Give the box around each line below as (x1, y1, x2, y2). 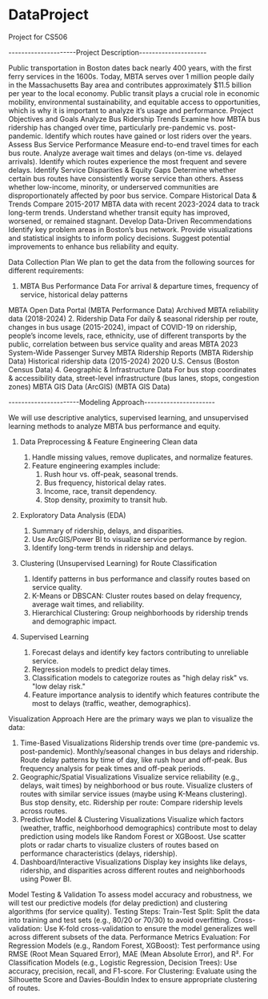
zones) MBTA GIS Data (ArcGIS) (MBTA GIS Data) (8, 382, 170, 391)
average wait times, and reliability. (31, 599, 145, 609)
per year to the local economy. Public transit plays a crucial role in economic (8, 88, 260, 98)
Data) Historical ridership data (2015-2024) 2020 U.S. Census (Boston (8, 356, 240, 366)
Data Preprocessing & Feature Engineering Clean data (19, 436, 198, 446)
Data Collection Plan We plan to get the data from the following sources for (8, 257, 255, 267)
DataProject (8, 6, 90, 24)
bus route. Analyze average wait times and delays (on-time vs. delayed (8, 148, 242, 158)
